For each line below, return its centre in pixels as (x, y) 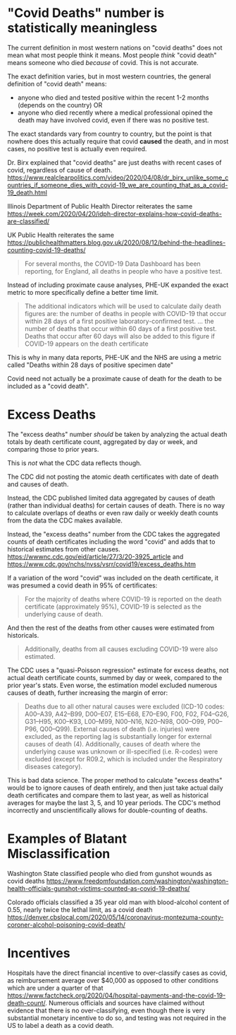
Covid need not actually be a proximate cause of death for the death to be (114, 378)
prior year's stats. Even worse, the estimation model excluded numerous (112, 685)
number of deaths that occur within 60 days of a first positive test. (120, 328)
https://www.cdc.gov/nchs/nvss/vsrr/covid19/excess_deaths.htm (101, 564)
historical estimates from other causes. (64, 549)
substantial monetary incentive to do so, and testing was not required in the (117, 1018)
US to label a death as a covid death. (61, 1025)
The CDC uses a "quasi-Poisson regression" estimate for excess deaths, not (118, 670)
